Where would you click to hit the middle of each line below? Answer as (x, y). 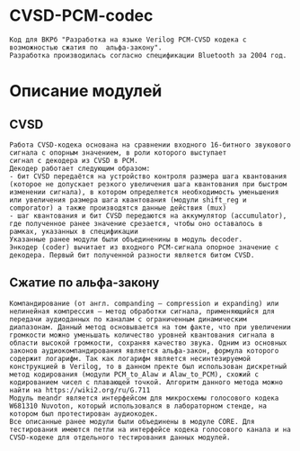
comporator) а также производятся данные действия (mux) (118, 208)
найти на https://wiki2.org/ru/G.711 (80, 390)
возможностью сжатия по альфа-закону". (86, 47)
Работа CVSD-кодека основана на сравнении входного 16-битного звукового (150, 145)
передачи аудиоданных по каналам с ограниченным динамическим (128, 319)
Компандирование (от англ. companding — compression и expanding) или (144, 303)
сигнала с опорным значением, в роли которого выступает (118, 153)
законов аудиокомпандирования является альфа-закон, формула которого (144, 351)
